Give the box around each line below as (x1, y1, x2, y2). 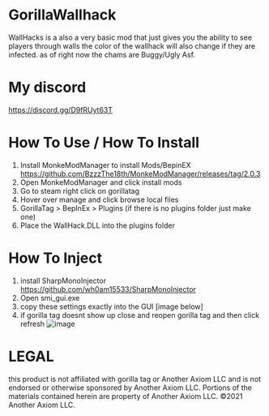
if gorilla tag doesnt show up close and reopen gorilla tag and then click (19, 310, 260, 320)
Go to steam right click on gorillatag (19, 186, 140, 195)
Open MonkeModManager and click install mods (19, 177, 182, 187)
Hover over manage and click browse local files (19, 195, 179, 204)
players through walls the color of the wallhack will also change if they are (8, 41, 256, 50)
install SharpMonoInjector (19, 276, 107, 285)
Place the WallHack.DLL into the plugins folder (19, 221, 176, 230)
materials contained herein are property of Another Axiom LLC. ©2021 (8, 391, 243, 401)
